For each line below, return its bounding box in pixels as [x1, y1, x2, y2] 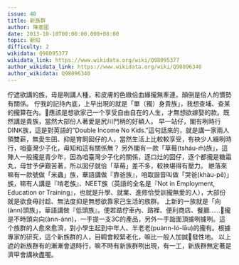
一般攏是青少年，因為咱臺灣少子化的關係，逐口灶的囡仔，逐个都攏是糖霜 [19, 152, 232, 161]
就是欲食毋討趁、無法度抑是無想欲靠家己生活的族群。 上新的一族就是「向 [7, 197, 221, 205]
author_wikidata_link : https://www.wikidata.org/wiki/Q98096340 [7, 63, 202, 70]
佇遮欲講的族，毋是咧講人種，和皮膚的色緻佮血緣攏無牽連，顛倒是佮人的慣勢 [7, 90, 232, 99]
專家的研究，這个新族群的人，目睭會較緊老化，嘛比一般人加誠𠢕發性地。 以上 [7, 232, 232, 241]
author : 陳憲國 [7, 23, 49, 31]
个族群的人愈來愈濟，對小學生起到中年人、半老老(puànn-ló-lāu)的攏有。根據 [7, 223, 231, 232]
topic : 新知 [7, 37, 41, 44]
